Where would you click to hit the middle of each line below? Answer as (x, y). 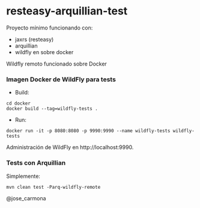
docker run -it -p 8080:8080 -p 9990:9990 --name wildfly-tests (88, 131)
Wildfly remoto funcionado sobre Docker (56, 64)
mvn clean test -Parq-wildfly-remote (53, 187)
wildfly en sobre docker (44, 52)
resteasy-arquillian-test (67, 11)
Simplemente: (23, 176)
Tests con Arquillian (36, 163)
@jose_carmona (26, 198)
